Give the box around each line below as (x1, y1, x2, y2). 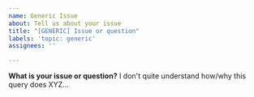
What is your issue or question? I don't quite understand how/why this (8, 71, 246, 81)
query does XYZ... (8, 80, 69, 90)
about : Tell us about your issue (8, 19, 122, 27)
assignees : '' (8, 42, 57, 50)
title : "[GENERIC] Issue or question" (8, 27, 140, 35)
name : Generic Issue (8, 11, 79, 20)
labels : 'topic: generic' (8, 34, 96, 43)
